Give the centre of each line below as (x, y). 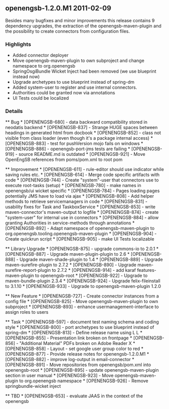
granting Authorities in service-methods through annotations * (70, 223)
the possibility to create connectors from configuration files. (68, 31)
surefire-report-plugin (28, 270)
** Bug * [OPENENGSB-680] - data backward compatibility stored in (76, 122)
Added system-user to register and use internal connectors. (75, 87)
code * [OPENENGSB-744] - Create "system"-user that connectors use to (82, 180)
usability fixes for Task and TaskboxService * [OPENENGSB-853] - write (80, 207)
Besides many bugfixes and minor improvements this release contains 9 (80, 20)
